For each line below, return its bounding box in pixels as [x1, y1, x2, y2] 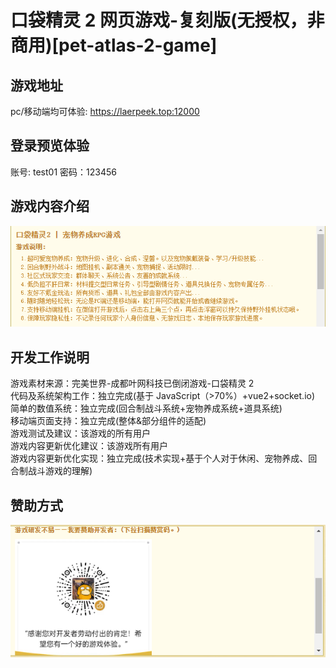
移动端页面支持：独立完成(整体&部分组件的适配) [10, 415, 207, 427]
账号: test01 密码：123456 [10, 166, 117, 178]
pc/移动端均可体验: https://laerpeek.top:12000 [10, 106, 200, 117]
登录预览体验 [10, 137, 90, 155]
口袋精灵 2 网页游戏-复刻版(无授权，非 [10, 9, 325, 32]
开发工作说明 [10, 349, 90, 366]
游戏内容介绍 [10, 198, 90, 215]
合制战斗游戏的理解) [10, 465, 93, 477]
